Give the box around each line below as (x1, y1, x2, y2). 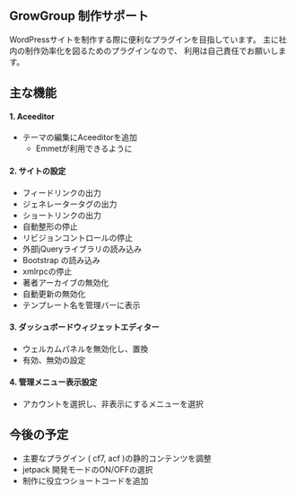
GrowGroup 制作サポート (9, 8, 150, 24)
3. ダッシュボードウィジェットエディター (9, 322, 160, 332)
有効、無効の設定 (22, 354, 86, 366)
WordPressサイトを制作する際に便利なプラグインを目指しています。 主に (9, 34, 280, 45)
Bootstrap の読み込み (22, 254, 100, 265)
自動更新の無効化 (22, 288, 86, 299)
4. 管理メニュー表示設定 (9, 376, 98, 388)
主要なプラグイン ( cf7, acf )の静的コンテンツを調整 (22, 453, 213, 463)
